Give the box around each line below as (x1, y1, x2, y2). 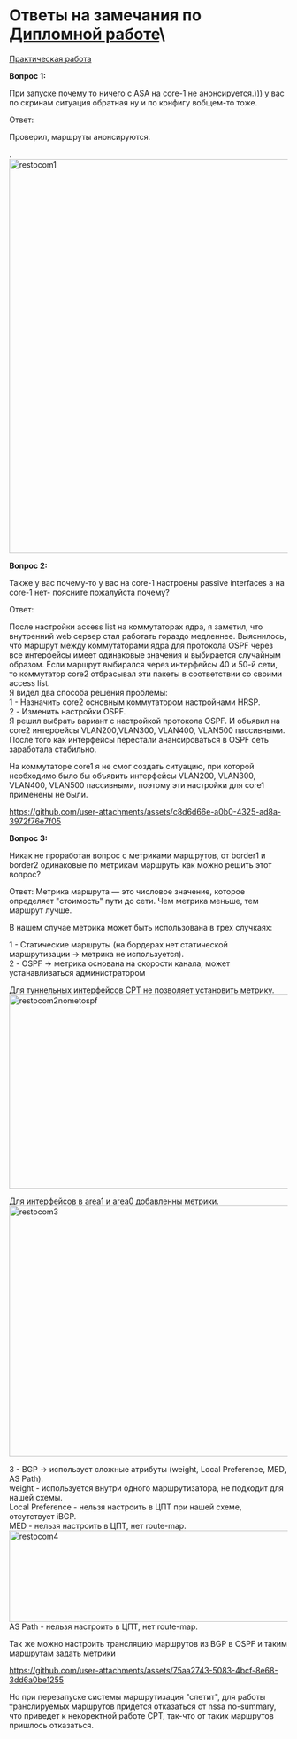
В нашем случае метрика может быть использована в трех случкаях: (9, 922, 273, 932)
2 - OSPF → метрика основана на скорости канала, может (9, 958, 231, 969)
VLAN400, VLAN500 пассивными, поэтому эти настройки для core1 (9, 779, 265, 790)
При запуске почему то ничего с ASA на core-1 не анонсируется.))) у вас (9, 88, 285, 98)
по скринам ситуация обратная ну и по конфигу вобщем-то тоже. (9, 97, 258, 107)
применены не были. (9, 789, 88, 799)
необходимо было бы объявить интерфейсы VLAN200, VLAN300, (9, 770, 256, 781)
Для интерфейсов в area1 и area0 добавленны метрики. (9, 1196, 219, 1206)
